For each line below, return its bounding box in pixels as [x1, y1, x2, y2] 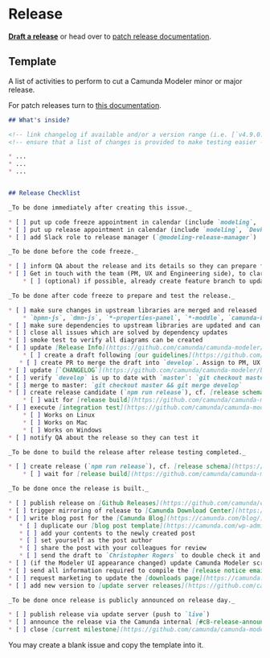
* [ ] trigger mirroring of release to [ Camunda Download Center [8, 507, 231, 515]
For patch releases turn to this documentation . [8, 100, 162, 110]
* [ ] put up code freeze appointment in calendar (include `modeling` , [8, 218, 257, 226]
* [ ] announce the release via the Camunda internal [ [8, 618, 199, 627]
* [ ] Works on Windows [22, 426, 103, 434]
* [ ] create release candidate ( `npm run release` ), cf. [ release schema [8, 388, 264, 397]
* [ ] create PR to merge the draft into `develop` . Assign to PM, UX [18, 358, 261, 366]
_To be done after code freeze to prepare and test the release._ [8, 292, 235, 300]
